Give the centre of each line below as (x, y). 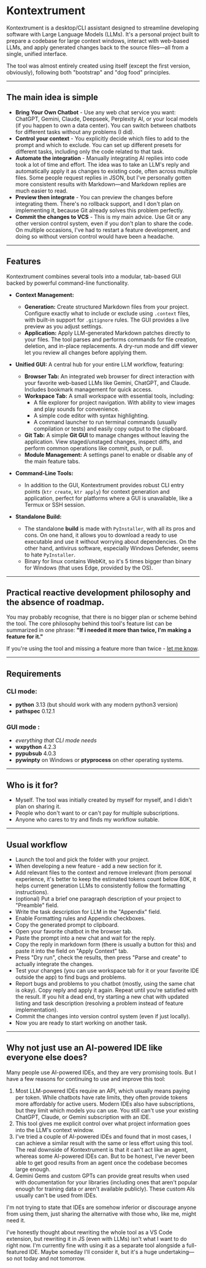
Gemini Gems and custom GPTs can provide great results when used (102, 1176)
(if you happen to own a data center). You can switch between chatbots (105, 125)
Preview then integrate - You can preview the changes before (94, 197)
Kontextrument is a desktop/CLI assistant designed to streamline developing (103, 28)
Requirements (34, 674)
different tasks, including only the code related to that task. (90, 151)
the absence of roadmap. (55, 602)
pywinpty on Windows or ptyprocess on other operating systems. (99, 760)
